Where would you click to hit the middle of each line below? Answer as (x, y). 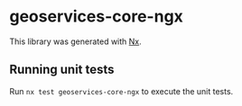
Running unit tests (62, 70)
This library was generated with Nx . (75, 41)
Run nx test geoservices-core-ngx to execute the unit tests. (121, 91)
